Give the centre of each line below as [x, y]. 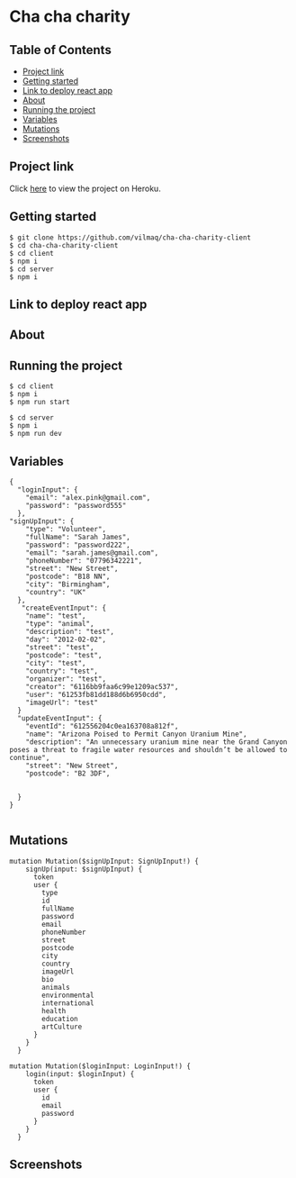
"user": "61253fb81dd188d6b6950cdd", [96, 695]
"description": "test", [70, 632]
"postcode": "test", [64, 656]
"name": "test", [56, 616]
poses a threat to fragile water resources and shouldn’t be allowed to [148, 750]
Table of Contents [61, 50]
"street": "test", [60, 648]
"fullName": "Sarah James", [78, 538]
